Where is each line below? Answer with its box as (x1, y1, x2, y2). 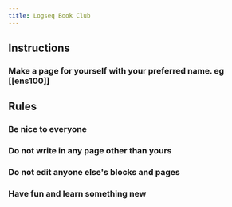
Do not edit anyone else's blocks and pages (8, 167, 181, 178)
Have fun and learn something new (8, 189, 147, 200)
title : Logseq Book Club (8, 11, 91, 20)
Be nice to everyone (8, 124, 88, 135)
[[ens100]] (8, 75, 50, 86)
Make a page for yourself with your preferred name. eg (8, 65, 225, 76)
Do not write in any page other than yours (8, 145, 172, 157)
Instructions (8, 42, 70, 55)
